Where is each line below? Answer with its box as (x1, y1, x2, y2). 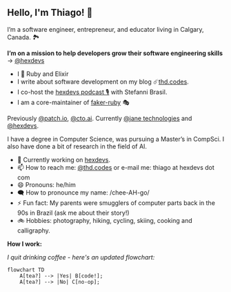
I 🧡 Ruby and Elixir (17, 70, 69, 78)
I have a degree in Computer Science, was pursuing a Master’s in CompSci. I (7, 135, 225, 143)
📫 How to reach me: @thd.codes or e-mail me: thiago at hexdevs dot (17, 163, 215, 171)
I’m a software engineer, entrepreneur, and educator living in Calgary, (7, 25, 205, 33)
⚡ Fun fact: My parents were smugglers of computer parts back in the (17, 198, 216, 207)
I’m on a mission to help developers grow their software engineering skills (7, 49, 223, 57)
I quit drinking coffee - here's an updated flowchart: (7, 253, 155, 261)
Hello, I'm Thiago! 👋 (7, 7, 93, 19)
